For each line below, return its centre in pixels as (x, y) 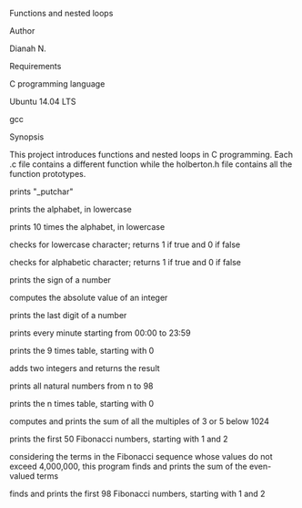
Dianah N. (28, 48)
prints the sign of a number (60, 280)
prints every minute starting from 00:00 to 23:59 (100, 333)
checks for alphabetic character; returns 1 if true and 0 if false (125, 262)
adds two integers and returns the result (85, 368)
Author (22, 31)
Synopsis (27, 137)
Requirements (35, 66)
